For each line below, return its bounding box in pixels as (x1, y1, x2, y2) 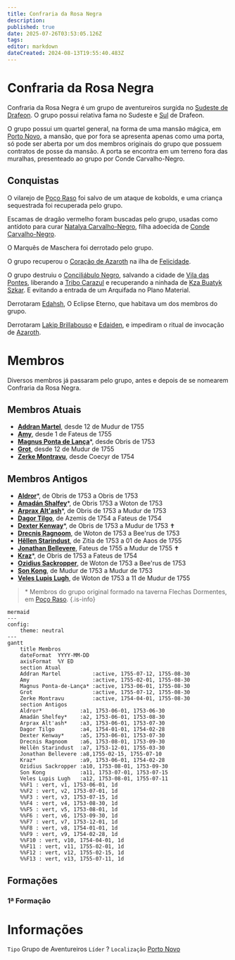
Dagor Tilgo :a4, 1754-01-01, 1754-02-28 (20, 726, 165, 733)
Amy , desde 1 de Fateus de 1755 (17, 430, 113, 438)
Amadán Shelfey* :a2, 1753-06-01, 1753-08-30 (20, 713, 165, 721)
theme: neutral (20, 627, 65, 634)
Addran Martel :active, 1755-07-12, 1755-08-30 (20, 670, 191, 677)
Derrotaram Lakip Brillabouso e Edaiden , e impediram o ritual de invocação (7, 320, 224, 328)
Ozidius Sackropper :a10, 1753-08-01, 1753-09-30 (20, 763, 169, 770)
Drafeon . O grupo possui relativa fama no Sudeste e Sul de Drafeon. (7, 111, 205, 119)
